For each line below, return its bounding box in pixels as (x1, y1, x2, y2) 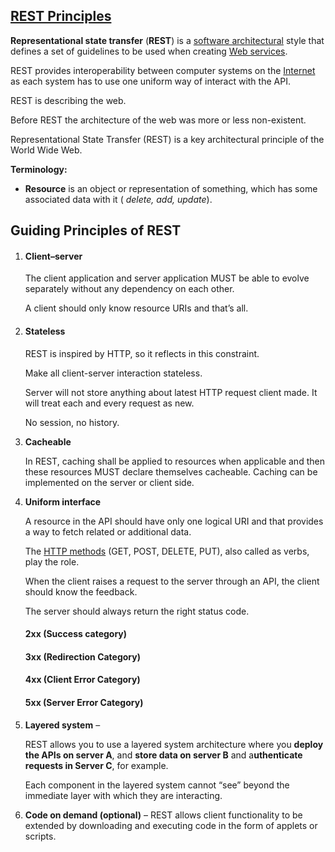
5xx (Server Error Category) (24, 696, 144, 708)
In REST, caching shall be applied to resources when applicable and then (24, 455, 325, 467)
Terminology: (10, 163, 68, 175)
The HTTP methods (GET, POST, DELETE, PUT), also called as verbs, (24, 545, 310, 557)
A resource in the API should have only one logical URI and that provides (24, 515, 324, 527)
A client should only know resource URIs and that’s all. (24, 302, 249, 314)
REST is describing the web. (10, 94, 127, 106)
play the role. (24, 555, 80, 568)
